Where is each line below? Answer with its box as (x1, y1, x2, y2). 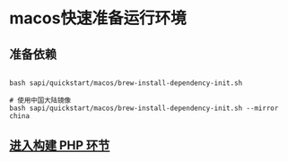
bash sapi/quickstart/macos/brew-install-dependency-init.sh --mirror (9, 104, 279, 113)
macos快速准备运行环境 (9, 8, 187, 29)
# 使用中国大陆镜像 (9, 96, 72, 105)
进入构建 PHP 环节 (9, 138, 110, 153)
